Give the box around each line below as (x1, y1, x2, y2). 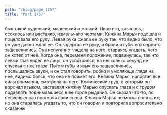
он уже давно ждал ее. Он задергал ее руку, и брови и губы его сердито (5, 41, 161, 47)
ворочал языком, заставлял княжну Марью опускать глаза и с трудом (5, 84, 156, 90)
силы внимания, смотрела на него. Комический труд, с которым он (5, 78, 150, 85)
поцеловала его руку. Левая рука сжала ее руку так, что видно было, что (5, 36, 162, 42)
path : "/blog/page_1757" (5, 7, 57, 12)
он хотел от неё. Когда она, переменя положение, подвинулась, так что (5, 52, 159, 58)
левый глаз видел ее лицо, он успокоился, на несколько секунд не (5, 57, 149, 63)
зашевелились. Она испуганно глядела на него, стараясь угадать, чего (5, 47, 158, 53)
